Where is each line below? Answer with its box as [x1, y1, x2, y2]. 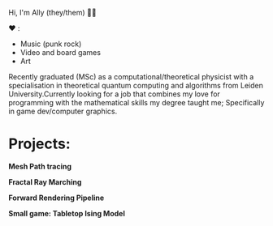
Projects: [8, 134, 71, 153]
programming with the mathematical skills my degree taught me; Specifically [8, 98, 265, 107]
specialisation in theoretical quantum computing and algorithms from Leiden [8, 81, 264, 90]
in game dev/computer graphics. [8, 106, 118, 116]
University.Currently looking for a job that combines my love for [8, 89, 221, 99]
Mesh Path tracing [8, 161, 71, 171]
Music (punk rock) [19, 39, 82, 49]
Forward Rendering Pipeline [8, 193, 105, 203]
